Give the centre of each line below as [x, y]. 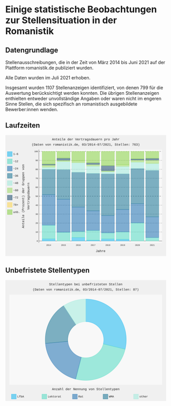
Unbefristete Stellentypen [47, 271]
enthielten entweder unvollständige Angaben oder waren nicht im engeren [83, 99]
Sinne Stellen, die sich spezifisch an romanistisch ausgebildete [71, 104]
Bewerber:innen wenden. [32, 109]
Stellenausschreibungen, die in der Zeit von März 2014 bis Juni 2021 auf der [85, 62]
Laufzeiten [23, 126]
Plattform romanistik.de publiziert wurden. [50, 68]
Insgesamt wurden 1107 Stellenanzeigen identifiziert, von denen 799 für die [84, 88]
